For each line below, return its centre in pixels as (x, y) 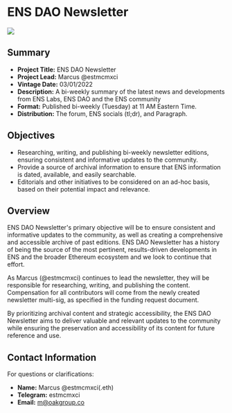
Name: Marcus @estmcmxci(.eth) (65, 388)
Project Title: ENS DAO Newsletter (66, 69)
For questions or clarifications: (51, 374)
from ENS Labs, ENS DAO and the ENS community (89, 99)
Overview (29, 211)
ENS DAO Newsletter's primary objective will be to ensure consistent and (111, 228)
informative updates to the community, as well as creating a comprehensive (115, 235)
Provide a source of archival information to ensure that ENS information (119, 167)
